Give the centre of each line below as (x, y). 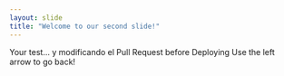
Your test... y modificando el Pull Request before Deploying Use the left (142, 52)
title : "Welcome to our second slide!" (85, 26)
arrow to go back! (42, 62)
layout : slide (36, 18)
